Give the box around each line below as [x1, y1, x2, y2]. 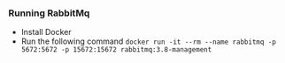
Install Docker [20, 27, 72, 38]
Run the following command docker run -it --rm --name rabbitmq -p [20, 36, 276, 46]
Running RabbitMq [8, 7, 90, 19]
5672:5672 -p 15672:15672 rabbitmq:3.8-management [20, 45, 212, 54]
